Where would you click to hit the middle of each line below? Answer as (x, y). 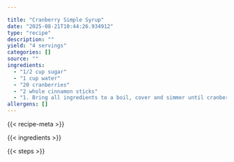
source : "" (23, 59)
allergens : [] (28, 104)
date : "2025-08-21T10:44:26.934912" (60, 26)
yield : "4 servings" (37, 46)
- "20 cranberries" (42, 84)
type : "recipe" (29, 33)
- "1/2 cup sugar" (40, 72)
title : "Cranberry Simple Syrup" (56, 20)
